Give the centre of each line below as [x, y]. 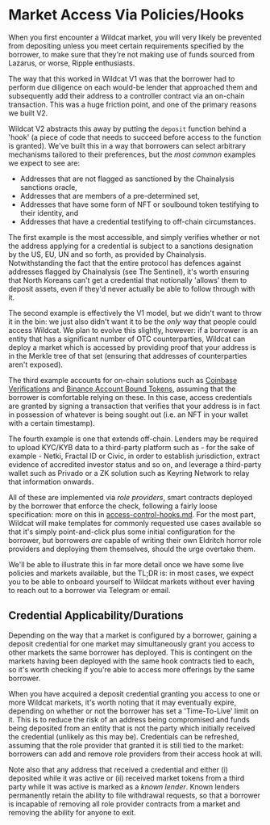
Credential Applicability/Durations [96, 616]
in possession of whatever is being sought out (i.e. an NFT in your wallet [128, 415]
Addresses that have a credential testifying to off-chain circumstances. [138, 221]
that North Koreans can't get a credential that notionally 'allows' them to [128, 280]
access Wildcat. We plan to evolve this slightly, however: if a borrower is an [133, 330]
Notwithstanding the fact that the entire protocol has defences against [125, 263]
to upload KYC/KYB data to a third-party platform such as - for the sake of [132, 447]
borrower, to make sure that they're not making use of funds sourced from [132, 54]
